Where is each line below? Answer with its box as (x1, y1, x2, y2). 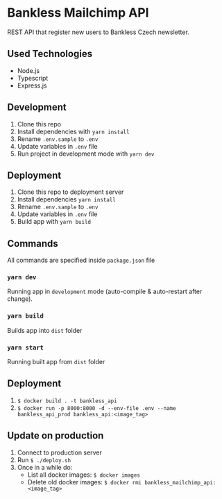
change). (7, 295, 33, 303)
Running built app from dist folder (7, 358, 105, 366)
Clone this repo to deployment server (17, 188, 124, 196)
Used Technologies (7, 48, 92, 60)
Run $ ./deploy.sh (17, 455, 71, 464)
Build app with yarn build (17, 218, 92, 226)
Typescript (17, 74, 49, 82)
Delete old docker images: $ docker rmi (27, 477, 142, 486)
